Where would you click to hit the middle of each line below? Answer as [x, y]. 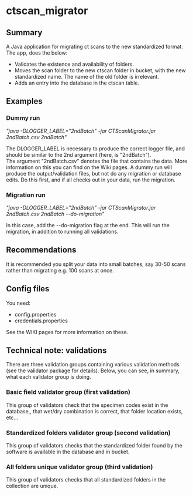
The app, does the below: [37, 53]
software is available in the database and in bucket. [68, 452]
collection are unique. [32, 486]
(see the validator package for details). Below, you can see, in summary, [93, 371]
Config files [28, 289]
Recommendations [41, 250]
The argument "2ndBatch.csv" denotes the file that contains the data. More [97, 161]
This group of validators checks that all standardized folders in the [86, 480]
